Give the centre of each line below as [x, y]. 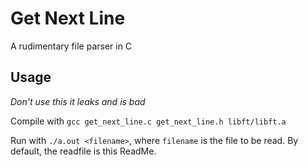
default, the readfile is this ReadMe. [83, 151]
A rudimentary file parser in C [71, 46]
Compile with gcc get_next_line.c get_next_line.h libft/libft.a [148, 121]
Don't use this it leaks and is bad [78, 101]
